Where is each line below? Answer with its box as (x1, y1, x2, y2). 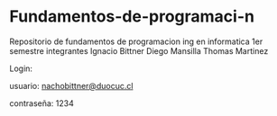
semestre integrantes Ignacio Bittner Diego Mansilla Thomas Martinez (9, 45, 269, 56)
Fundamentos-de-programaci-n (9, 6, 255, 27)
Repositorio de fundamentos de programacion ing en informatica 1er (9, 36, 263, 47)
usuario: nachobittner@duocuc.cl (9, 80, 134, 91)
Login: (9, 63, 33, 74)
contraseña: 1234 (9, 97, 74, 109)
